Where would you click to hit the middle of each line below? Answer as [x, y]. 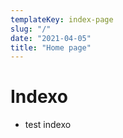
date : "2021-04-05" [51, 38]
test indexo [48, 125]
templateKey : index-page [62, 19]
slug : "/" [31, 29]
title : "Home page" [51, 47]
